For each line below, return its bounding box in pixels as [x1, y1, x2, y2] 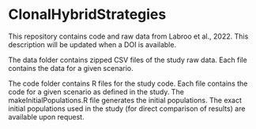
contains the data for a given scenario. [8, 63, 134, 72]
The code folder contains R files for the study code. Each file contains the [8, 79, 248, 88]
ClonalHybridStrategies [8, 6, 167, 24]
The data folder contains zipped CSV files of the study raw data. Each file [8, 55, 247, 64]
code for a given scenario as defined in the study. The [8, 87, 184, 96]
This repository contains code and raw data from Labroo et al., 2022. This [8, 31, 249, 41]
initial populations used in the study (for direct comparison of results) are [8, 104, 246, 113]
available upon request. [8, 112, 85, 121]
